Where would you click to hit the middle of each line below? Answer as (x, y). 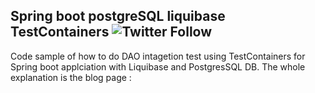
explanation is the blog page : (71, 77)
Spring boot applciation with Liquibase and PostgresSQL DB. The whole (158, 66)
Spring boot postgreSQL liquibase (118, 16)
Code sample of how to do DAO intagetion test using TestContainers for (158, 56)
